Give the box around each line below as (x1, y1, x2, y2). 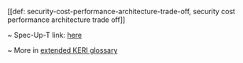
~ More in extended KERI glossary (7, 46, 118, 54)
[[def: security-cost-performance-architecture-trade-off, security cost (7, 7, 236, 16)
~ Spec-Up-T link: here (7, 31, 83, 39)
